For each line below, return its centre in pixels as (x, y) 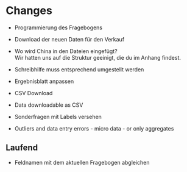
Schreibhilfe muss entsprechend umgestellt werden (79, 69)
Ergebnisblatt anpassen (44, 81)
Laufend (22, 148)
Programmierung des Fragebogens (58, 27)
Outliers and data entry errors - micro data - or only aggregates (94, 128)
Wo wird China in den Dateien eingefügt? (66, 51)
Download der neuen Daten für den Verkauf (69, 39)
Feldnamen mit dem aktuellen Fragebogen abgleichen (82, 162)
